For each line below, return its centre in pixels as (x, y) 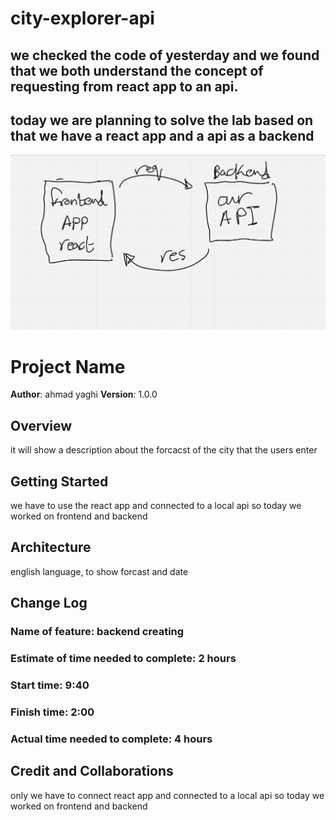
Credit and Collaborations (92, 771)
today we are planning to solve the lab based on (162, 120)
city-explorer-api (82, 18)
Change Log (49, 603)
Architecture (51, 547)
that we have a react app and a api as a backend (162, 135)
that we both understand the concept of (137, 70)
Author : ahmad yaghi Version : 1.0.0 (84, 394)
